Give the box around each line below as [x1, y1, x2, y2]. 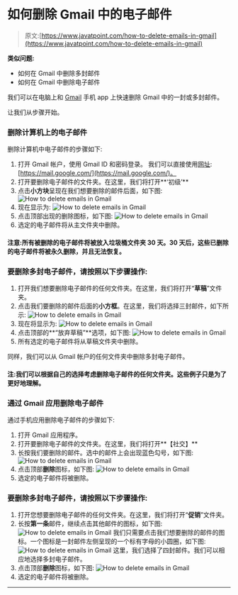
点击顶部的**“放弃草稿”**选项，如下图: [17, 328, 131, 337]
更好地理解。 [7, 379, 45, 387]
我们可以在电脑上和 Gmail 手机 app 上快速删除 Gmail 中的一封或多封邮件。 [7, 93, 224, 101]
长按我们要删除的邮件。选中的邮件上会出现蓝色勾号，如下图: [17, 448, 193, 457]
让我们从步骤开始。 [7, 108, 64, 116]
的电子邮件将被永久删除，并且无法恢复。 [7, 247, 125, 255]
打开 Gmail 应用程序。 [17, 430, 82, 440]
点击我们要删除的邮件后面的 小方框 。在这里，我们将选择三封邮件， [17, 302, 210, 311]
